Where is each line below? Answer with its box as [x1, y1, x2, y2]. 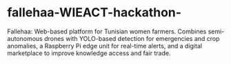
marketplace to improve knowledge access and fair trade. [7, 49, 171, 57]
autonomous [7, 34, 43, 42]
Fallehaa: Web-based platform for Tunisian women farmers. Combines [7, 27, 207, 35]
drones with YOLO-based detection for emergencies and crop [43, 34, 220, 42]
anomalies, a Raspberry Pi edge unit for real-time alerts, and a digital [7, 42, 202, 50]
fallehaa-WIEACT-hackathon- [7, 5, 181, 20]
